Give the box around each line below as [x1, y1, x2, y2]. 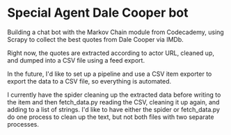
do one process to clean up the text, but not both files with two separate [7, 113, 214, 121]
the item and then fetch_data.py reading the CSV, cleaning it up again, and [7, 97, 220, 106]
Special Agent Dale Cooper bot [7, 5, 189, 21]
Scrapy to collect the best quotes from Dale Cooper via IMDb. [7, 35, 184, 43]
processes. [7, 120, 40, 128]
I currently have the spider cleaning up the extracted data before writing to [7, 90, 221, 99]
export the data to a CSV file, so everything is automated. [7, 77, 172, 85]
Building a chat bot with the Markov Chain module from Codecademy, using [7, 28, 224, 36]
